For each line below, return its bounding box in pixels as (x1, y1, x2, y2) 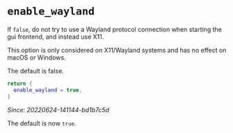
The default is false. (7, 66, 64, 75)
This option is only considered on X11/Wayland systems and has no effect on (7, 46, 227, 54)
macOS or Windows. (7, 53, 66, 62)
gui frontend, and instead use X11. (7, 33, 104, 41)
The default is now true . (7, 119, 77, 127)
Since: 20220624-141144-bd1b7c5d (7, 105, 110, 114)
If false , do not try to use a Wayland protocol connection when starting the (7, 25, 223, 33)
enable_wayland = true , (13, 87, 82, 94)
